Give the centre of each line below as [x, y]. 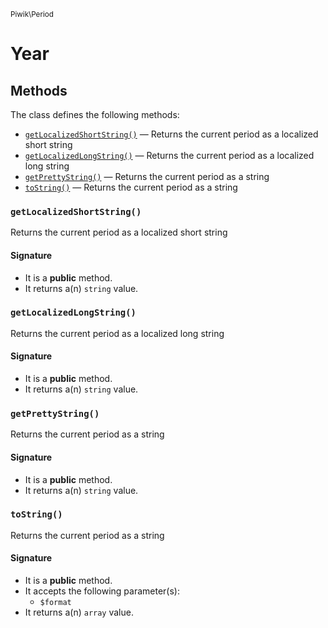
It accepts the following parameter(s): [102, 591]
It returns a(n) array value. [79, 612]
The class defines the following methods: [95, 114]
